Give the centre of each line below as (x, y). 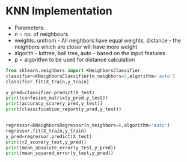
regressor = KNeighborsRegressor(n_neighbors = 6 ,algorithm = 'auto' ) (88, 125)
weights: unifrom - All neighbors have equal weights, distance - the (97, 40)
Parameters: (29, 28)
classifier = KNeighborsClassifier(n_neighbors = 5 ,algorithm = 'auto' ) (90, 76)
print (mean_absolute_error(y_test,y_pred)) (61, 148)
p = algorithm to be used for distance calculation (75, 59)
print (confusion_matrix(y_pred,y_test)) (57, 98)
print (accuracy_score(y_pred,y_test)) (54, 104)
